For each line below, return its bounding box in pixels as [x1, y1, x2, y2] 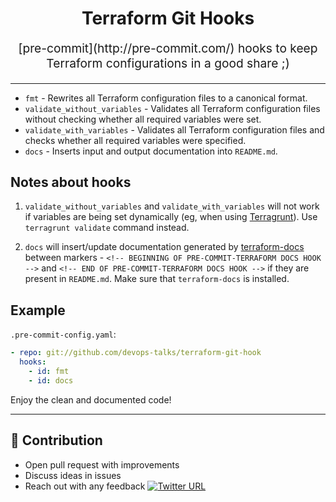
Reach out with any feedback [24, 480, 146, 492]
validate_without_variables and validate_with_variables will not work [24, 200, 320, 212]
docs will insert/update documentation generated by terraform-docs [24, 241, 305, 253]
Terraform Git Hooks [81, 7, 255, 30]
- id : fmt [28, 366, 70, 376]
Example [10, 302, 66, 319]
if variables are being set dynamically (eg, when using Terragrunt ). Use [24, 211, 318, 223]
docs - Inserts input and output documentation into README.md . [24, 145, 278, 157]
